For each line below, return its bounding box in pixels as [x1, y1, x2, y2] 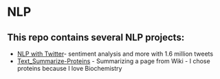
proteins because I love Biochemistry [16, 65, 122, 72]
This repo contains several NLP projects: [7, 32, 185, 43]
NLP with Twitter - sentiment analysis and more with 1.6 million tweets [16, 49, 214, 58]
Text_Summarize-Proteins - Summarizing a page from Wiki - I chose [16, 57, 211, 65]
